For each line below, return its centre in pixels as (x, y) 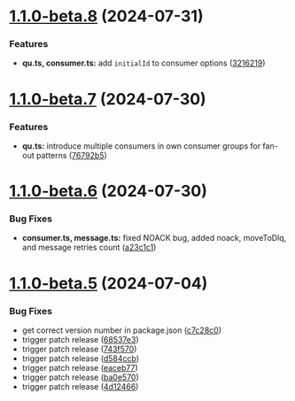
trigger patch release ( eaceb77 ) (80, 367)
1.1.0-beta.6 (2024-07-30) (109, 191)
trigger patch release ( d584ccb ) (81, 358)
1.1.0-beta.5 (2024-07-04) (109, 283)
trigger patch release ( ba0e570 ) (80, 377)
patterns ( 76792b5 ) (72, 155)
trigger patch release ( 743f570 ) (79, 349)
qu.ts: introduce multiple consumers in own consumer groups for (141, 146)
